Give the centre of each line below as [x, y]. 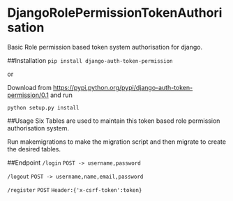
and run [61, 95]
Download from [30, 87]
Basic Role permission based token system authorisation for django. [105, 47]
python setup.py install [43, 107]
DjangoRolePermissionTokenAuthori [115, 13]
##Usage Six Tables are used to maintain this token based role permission [114, 121]
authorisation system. [38, 128]
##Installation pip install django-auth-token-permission [90, 60]
